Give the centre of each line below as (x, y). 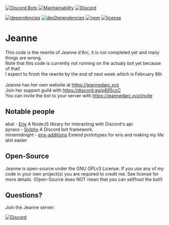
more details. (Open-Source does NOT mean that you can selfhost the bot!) (84, 179)
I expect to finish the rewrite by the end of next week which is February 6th (84, 74)
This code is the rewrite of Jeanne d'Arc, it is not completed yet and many (82, 52)
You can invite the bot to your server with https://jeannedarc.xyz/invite (79, 95)
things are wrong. (24, 58)
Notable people (30, 112)
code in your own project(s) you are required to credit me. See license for (82, 174)
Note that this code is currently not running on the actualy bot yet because (83, 63)
